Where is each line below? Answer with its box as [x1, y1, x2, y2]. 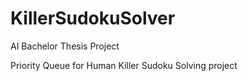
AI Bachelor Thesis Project [10, 40, 120, 52]
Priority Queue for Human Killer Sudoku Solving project [10, 59, 238, 71]
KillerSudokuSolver [10, 7, 176, 30]
